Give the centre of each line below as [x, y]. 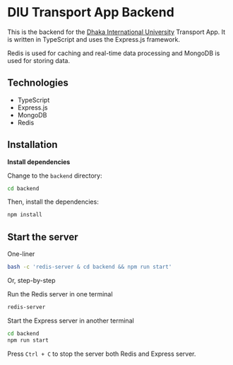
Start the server [43, 237]
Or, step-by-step [31, 280]
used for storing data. [39, 60]
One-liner [21, 254]
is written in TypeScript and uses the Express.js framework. [94, 39]
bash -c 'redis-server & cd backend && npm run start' [90, 267]
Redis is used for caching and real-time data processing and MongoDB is [114, 53]
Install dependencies [39, 162]
